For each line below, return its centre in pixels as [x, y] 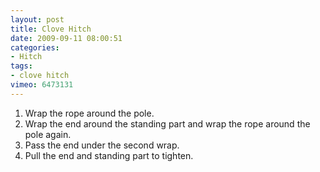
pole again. [48, 134]
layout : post [37, 19]
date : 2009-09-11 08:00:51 [66, 38]
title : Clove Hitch [51, 29]
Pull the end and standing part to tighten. [109, 155]
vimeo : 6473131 [42, 85]
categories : [35, 47]
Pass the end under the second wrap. [102, 145]
